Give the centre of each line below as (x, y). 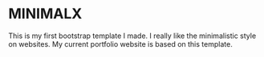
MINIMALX (45, 14)
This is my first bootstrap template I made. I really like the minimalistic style (132, 36)
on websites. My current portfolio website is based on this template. (120, 44)
